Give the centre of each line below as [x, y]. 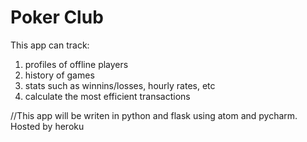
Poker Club [57, 17]
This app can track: [50, 45]
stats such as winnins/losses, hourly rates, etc [120, 85]
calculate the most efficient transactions [107, 96]
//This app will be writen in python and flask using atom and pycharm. [154, 115]
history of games [59, 75]
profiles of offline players [76, 64]
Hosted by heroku [47, 126]
